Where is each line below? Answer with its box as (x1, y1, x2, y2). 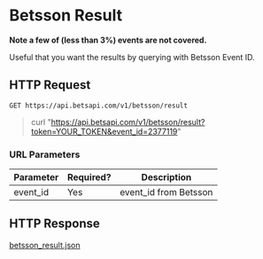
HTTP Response (9, 216, 100, 232)
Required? (66, 171, 112, 184)
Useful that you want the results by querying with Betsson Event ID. (9, 51, 255, 62)
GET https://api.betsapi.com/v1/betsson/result (9, 101, 189, 110)
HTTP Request (9, 77, 91, 93)
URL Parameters (9, 148, 81, 161)
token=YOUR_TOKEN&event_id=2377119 (30, 126, 178, 137)
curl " (30, 116, 51, 127)
